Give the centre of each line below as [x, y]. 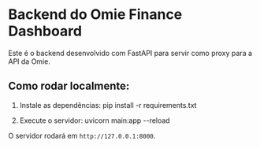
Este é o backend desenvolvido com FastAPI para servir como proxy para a [130, 53]
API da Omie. [30, 61]
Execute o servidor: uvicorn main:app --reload [95, 120]
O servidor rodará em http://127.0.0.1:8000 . [82, 135]
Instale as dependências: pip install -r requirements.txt [108, 105]
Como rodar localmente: [69, 86]
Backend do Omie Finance [95, 15]
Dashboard [45, 31]
